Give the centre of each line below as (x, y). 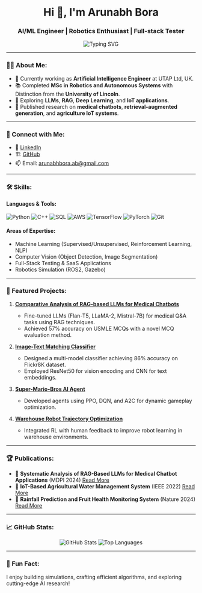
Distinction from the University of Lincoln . (67, 94)
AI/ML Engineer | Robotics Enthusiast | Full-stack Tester (101, 31)
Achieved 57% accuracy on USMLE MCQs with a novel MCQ (99, 328)
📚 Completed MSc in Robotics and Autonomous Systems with (94, 85)
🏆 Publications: (30, 458)
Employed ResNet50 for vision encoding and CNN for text (95, 371)
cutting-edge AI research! (38, 583)
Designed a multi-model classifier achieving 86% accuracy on (101, 358)
